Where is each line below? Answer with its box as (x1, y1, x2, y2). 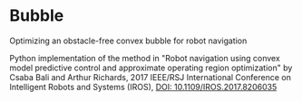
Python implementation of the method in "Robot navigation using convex (9, 52, 281, 63)
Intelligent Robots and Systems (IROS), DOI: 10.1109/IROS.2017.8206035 (9, 81, 278, 92)
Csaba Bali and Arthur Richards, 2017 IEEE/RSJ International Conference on (9, 71, 292, 82)
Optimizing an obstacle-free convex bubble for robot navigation (9, 35, 248, 46)
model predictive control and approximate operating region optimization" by (9, 62, 293, 73)
